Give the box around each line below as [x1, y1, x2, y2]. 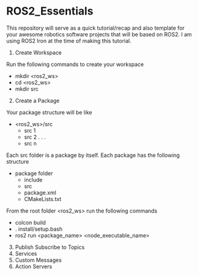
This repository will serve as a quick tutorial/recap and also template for [6, 24, 185, 31]
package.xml [24, 189, 56, 196]
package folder [14, 170, 53, 177]
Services [14, 250, 37, 257]
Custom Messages [14, 256, 62, 263]
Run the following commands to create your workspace [6, 61, 144, 68]
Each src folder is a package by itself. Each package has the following [6, 151, 180, 159]
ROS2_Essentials [6, 4, 94, 18]
